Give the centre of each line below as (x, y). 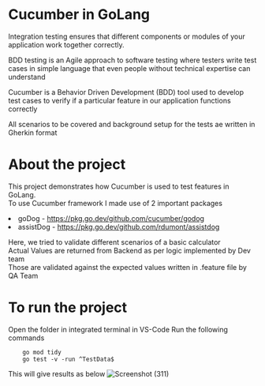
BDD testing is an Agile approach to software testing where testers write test (132, 60)
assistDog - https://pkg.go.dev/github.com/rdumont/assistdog (119, 227)
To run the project (68, 307)
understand (27, 77)
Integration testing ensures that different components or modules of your (127, 36)
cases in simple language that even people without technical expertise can (129, 68)
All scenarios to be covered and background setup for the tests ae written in (132, 124)
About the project (67, 165)
